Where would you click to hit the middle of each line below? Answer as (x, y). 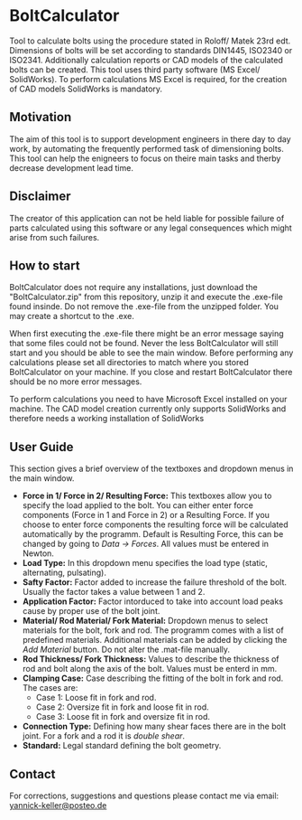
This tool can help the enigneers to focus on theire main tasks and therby (145, 158)
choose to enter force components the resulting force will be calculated (155, 524)
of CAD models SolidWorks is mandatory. (86, 89)
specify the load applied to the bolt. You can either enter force (138, 505)
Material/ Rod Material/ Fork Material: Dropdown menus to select (145, 621)
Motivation (41, 117)
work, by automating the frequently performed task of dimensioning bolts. (146, 148)
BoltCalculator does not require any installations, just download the (134, 287)
